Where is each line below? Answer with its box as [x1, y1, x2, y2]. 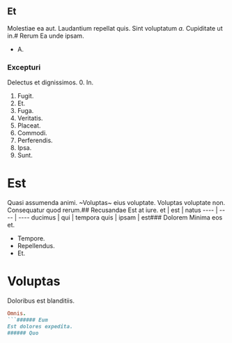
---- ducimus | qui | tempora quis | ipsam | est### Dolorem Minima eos [18, 213, 223, 222]
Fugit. [17, 92, 34, 100]
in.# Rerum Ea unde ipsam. [7, 31, 85, 40]
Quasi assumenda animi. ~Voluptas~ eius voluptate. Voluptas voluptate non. [7, 199, 226, 207]
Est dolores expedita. [7, 323, 73, 330]
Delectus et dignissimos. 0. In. [7, 78, 94, 86]
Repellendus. [17, 242, 55, 250]
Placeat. [17, 121, 41, 130]
